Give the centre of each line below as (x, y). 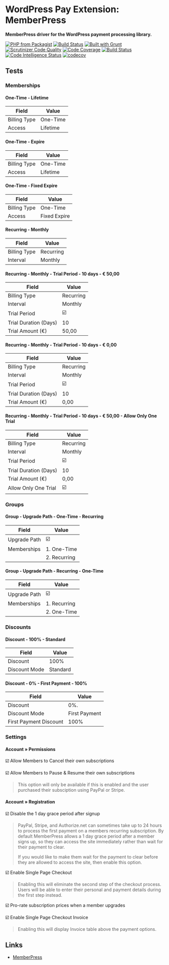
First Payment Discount (36, 722)
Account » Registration (30, 802)
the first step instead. (40, 895)
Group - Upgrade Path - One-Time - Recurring (55, 517)
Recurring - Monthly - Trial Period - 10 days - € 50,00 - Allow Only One (81, 416)
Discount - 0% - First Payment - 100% (46, 683)
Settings (16, 737)
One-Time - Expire (25, 142)
